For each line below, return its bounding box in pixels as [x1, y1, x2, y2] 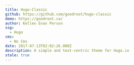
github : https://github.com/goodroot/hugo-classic [5, 12, 112, 17]
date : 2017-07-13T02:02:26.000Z [5, 43, 72, 48]
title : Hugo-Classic [5, 7, 48, 12]
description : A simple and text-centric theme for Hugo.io [5, 48, 130, 53]
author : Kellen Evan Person [5, 21, 63, 26]
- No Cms [9, 39, 28, 44]
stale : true [5, 52, 30, 58]
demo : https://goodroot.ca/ [5, 16, 63, 21]
